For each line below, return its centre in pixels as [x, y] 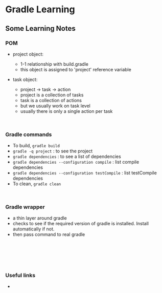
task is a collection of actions [51, 100]
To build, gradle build [36, 146]
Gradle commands [29, 134]
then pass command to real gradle [49, 235]
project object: [28, 54]
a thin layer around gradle [40, 218]
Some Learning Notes [40, 28]
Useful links [20, 275]
